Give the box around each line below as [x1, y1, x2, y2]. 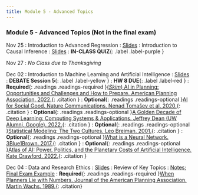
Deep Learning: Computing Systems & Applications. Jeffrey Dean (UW [6, 115, 177, 122]
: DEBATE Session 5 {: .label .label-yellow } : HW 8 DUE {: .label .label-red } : [6, 77, 190, 84]
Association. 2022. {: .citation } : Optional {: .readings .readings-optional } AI [6, 96, 188, 103]
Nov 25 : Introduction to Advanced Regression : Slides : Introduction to [6, 41, 177, 48]
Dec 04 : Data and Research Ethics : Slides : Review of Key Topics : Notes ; [6, 164, 187, 171]
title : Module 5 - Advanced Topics [6, 8, 94, 15]
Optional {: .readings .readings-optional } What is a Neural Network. [6, 134, 169, 141]
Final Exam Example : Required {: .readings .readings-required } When [6, 170, 174, 177]
